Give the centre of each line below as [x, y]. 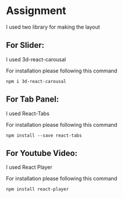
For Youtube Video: [42, 153]
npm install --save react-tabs [44, 136]
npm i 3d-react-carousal [36, 81]
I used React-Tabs [28, 113]
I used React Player [29, 167]
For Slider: [25, 45]
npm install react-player [37, 189]
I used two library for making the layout [53, 27]
